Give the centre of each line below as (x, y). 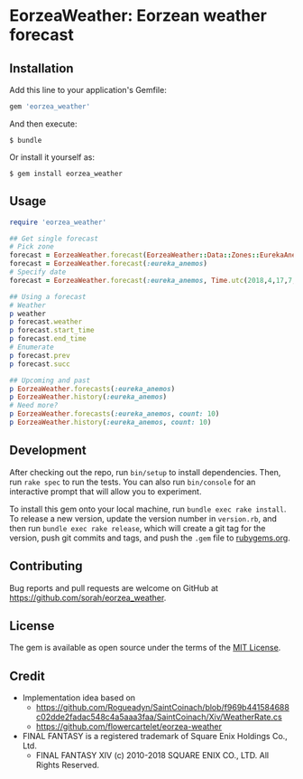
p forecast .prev (40, 355)
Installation (41, 68)
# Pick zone (32, 247)
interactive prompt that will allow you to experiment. (106, 491)
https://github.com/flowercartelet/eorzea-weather (129, 727)
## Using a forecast (48, 296)
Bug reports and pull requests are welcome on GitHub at (114, 587)
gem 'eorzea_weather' (50, 107)
